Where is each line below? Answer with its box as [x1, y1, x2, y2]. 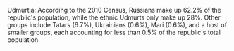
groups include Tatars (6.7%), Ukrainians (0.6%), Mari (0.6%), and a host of [7, 21, 228, 29]
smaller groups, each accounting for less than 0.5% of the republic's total [7, 28, 221, 36]
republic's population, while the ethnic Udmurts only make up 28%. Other [7, 13, 221, 22]
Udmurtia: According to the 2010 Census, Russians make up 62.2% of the [7, 6, 222, 14]
